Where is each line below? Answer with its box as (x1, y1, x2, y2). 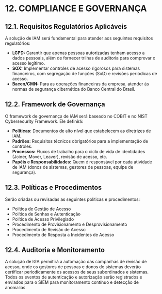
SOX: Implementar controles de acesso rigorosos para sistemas (12, 65, 140, 71)
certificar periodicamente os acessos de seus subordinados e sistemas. (5, 269, 149, 275)
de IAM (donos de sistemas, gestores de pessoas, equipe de (12, 164, 133, 170)
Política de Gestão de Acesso (12, 206, 71, 212)
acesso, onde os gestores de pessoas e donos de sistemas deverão (5, 264, 141, 270)
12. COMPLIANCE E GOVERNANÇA (5, 3, 147, 14)
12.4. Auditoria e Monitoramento (5, 246, 105, 254)
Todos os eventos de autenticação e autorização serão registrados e (5, 274, 142, 280)
